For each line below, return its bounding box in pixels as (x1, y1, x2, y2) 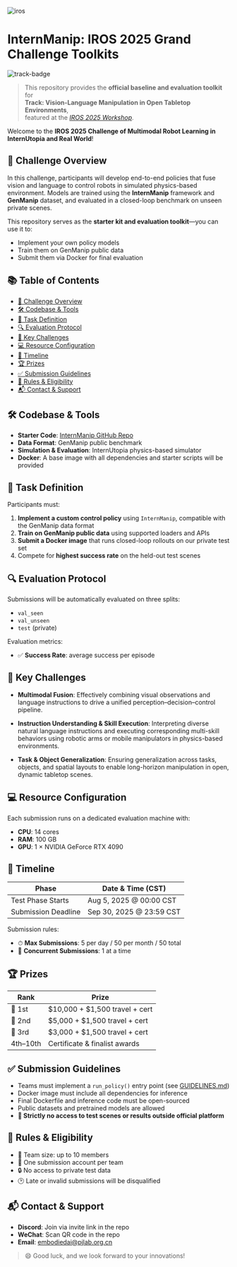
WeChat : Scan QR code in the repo (17, 1230, 120, 1239)
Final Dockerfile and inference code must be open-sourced (17, 1096, 190, 1105)
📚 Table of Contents (7, 275, 100, 287)
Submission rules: (7, 925, 59, 934)
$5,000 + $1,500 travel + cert (48, 1016, 148, 1026)
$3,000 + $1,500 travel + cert (48, 1027, 148, 1037)
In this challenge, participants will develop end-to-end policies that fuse (7, 173, 217, 182)
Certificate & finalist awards (48, 1039, 140, 1048)
